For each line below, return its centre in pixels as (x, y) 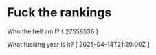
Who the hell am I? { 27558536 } (53, 31)
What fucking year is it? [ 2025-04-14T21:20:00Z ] (78, 44)
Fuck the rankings (59, 13)
